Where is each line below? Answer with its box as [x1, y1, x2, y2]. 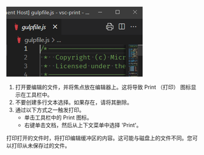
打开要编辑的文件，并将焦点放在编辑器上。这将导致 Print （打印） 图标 [15, 83, 191, 91]
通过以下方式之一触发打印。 [15, 106, 85, 113]
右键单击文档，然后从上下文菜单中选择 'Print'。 [24, 122, 142, 128]
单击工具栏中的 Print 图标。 [24, 114, 93, 121]
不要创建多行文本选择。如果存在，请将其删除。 [15, 98, 132, 106]
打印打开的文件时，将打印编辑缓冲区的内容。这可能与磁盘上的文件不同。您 [6, 134, 192, 142]
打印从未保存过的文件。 [11, 142, 70, 149]
